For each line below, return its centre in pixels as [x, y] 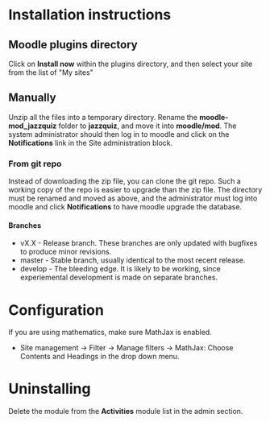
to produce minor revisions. [66, 252]
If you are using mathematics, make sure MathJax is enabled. [110, 333]
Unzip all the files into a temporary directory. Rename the [103, 117]
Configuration [56, 310]
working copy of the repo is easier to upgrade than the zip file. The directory [135, 190]
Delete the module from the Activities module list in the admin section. [126, 412]
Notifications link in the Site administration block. [91, 143]
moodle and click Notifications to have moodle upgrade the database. [125, 207]
